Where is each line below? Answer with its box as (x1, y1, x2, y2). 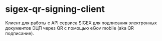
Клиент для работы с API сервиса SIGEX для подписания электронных (5, 20, 157, 26)
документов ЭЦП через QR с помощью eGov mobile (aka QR (5, 25, 134, 31)
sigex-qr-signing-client (5, 3, 105, 15)
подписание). (5, 30, 34, 36)
